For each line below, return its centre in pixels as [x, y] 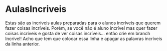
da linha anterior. [23, 44]
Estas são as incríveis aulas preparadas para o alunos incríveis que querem [83, 23]
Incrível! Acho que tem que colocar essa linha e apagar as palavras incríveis [84, 39]
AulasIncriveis [36, 9]
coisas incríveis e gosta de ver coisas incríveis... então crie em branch [78, 33]
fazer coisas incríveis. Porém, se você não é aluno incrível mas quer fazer [81, 28]
